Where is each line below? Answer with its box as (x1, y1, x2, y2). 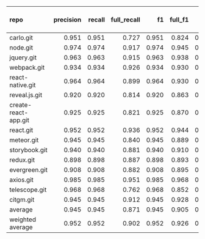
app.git (9, 116, 29, 124)
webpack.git (9, 64, 45, 72)
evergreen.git (9, 166, 48, 174)
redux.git (9, 156, 35, 164)
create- (9, 101, 32, 109)
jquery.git (9, 53, 37, 62)
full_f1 (170, 15, 189, 24)
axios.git (9, 175, 34, 184)
